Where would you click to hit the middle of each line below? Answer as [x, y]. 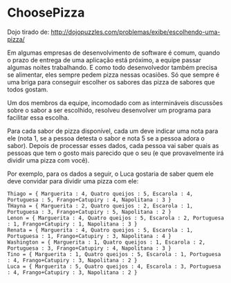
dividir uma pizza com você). [48, 160]
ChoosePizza [46, 13]
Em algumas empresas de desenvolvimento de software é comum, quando [113, 53]
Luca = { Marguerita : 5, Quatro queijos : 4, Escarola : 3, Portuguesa [114, 266]
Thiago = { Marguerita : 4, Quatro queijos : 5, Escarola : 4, [100, 194]
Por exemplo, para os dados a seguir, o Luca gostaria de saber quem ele [111, 174]
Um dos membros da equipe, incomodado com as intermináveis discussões [115, 102]
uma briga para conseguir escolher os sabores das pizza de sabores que [111, 82]
